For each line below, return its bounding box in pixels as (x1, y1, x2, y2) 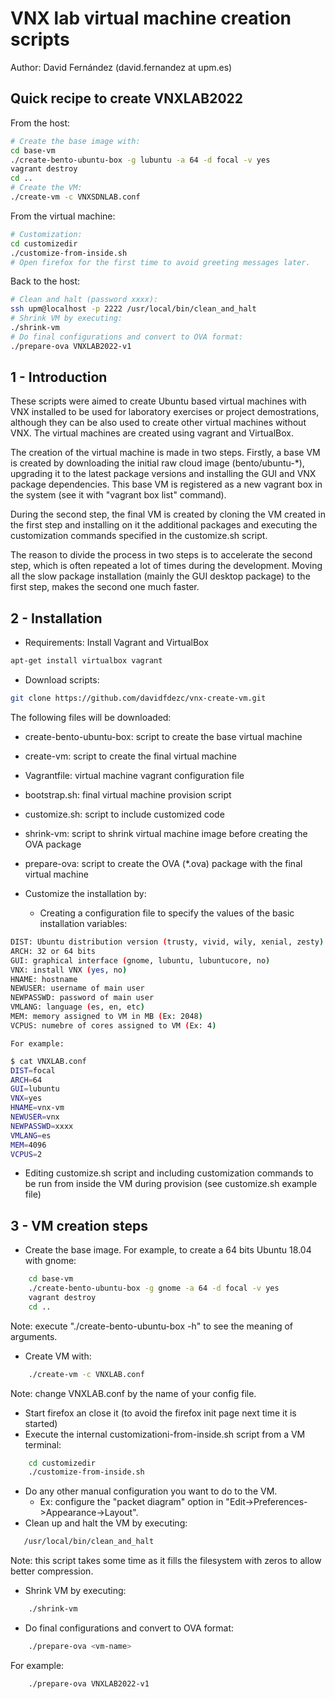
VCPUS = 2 (10, 1149, 43, 1159)
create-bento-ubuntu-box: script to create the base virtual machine (24, 731, 303, 742)
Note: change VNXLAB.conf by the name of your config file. (10, 1387, 257, 1399)
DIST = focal (10, 1065, 56, 1076)
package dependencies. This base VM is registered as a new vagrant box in (10, 478, 323, 491)
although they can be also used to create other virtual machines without (10, 417, 307, 429)
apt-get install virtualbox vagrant (10, 656, 163, 666)
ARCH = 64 (10, 1075, 43, 1085)
